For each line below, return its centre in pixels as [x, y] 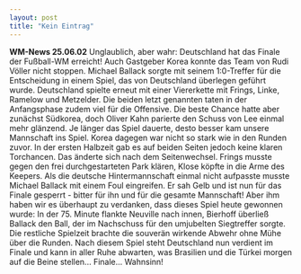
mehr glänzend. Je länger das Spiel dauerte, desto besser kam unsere [139, 128]
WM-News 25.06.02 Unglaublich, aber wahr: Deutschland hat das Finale [145, 51]
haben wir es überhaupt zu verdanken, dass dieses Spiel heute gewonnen [146, 204]
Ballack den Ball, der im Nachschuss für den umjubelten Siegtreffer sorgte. [147, 223]
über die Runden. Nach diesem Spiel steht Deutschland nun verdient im [142, 243]
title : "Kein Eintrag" [52, 26]
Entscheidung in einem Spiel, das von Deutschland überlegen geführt [138, 80]
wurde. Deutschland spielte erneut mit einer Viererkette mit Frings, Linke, [145, 90]
